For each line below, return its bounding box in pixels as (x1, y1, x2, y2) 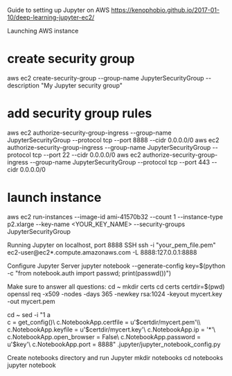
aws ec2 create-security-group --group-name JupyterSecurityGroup (7, 74, 204, 82)
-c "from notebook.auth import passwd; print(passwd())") (7, 268, 172, 277)
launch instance (7, 190, 102, 205)
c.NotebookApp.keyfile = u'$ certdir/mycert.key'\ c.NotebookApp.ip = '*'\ (7, 325, 216, 334)
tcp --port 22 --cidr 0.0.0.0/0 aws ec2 (32, 151, 141, 159)
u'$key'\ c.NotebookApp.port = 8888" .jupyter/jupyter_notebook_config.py (7, 340, 221, 348)
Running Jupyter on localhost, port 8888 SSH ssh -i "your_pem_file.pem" (7, 241, 216, 249)
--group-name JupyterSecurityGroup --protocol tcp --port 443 (30, 157, 210, 166)
